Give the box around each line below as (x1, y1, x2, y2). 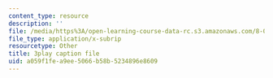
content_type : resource (8, 11, 89, 20)
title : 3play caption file (8, 50, 100, 58)
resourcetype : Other (8, 42, 79, 50)
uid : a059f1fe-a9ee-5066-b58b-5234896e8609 (8, 58, 158, 66)
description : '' (8, 19, 63, 28)
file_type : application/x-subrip (8, 34, 122, 43)
